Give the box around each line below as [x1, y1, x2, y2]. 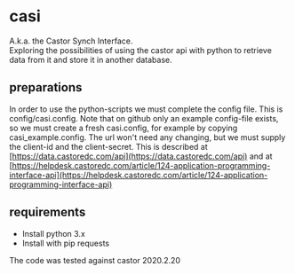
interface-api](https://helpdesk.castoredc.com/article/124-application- [9, 169, 268, 180]
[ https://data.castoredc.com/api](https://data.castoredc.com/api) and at [9, 151, 273, 161]
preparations [9, 80, 83, 95]
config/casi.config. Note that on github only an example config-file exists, [9, 113, 279, 123]
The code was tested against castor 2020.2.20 [9, 254, 180, 265]
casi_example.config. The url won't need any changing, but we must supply [9, 131, 286, 143]
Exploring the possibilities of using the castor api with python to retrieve [9, 44, 273, 55]
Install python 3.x [21, 228, 86, 239]
